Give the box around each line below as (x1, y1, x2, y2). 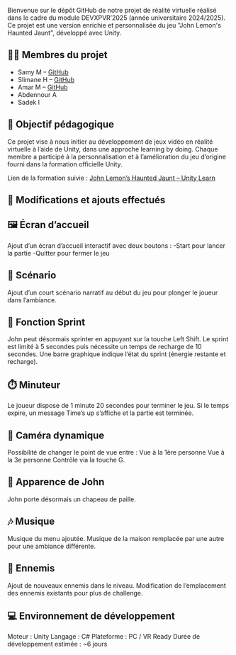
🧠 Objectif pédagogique (7, 118, 115, 130)
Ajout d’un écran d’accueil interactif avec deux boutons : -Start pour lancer (7, 241, 225, 250)
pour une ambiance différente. (7, 542, 96, 550)
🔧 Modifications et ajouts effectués (7, 194, 166, 206)
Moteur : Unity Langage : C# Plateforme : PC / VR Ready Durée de (7, 632, 201, 641)
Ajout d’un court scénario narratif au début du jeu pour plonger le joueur (7, 288, 218, 297)
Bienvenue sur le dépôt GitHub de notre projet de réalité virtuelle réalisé (7, 6, 217, 14)
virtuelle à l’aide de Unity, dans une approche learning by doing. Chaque (7, 144, 218, 153)
